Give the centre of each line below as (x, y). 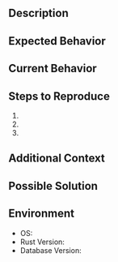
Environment (42, 214)
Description (38, 13)
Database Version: (51, 250)
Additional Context (57, 159)
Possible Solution (53, 186)
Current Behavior (53, 69)
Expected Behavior (57, 41)
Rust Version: (42, 242)
